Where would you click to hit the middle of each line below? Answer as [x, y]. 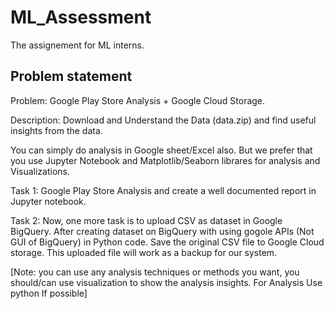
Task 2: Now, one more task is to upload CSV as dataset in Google [146, 220]
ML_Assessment [81, 17]
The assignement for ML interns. [77, 45]
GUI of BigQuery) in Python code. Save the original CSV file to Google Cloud [167, 242]
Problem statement [71, 76]
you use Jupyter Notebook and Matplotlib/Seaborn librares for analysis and [165, 160]
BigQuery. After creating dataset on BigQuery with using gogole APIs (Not [162, 231]
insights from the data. [56, 130]
